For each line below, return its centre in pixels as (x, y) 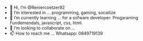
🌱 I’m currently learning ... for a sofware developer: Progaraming (74, 18)
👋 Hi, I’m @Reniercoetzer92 (37, 7)
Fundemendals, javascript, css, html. (46, 23)
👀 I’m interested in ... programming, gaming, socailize (63, 13)
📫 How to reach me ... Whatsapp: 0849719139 (56, 33)
